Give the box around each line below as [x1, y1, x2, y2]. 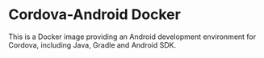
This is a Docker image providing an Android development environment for [8, 32, 257, 41]
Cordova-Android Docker [8, 6, 182, 24]
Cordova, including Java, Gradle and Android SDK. [8, 40, 176, 49]
